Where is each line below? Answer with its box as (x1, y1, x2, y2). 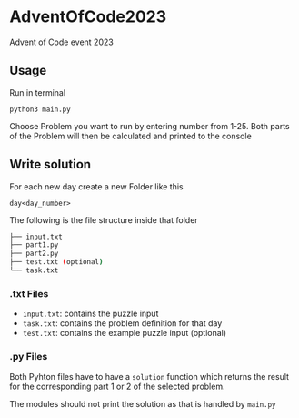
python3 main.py (9, 105, 71, 114)
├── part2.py (9, 249, 59, 259)
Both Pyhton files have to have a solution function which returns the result (9, 371, 289, 382)
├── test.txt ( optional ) (9, 258, 104, 267)
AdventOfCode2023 (9, 6, 167, 27)
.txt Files (9, 287, 49, 300)
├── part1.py (9, 240, 59, 250)
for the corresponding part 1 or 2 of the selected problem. (9, 381, 225, 392)
